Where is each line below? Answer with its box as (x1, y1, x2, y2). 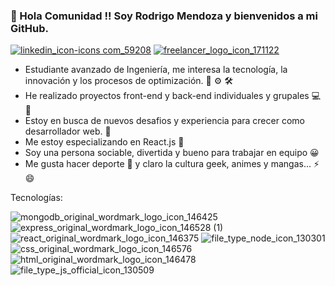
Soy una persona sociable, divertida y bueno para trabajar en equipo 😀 (24, 147, 320, 159)
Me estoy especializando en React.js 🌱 (24, 136, 185, 148)
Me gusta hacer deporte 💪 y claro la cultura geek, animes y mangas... (24, 158, 312, 170)
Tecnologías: (10, 192, 63, 204)
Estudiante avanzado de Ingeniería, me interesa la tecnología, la (24, 64, 288, 76)
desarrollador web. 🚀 (24, 125, 112, 138)
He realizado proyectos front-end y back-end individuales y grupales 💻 (24, 90, 322, 102)
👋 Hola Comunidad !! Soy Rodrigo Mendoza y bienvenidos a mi (10, 9, 318, 23)
